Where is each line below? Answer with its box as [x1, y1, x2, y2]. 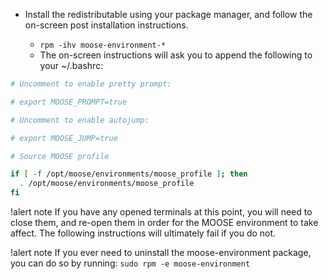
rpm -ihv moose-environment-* [39, 40, 167, 50]
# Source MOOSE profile [10, 151, 110, 161]
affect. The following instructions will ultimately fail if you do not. [10, 227, 277, 239]
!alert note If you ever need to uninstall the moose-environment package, [10, 247, 312, 258]
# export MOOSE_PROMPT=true [10, 97, 128, 107]
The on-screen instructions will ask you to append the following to [39, 49, 313, 61]
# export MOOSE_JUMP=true [10, 133, 118, 143]
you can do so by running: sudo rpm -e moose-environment [10, 257, 251, 269]
